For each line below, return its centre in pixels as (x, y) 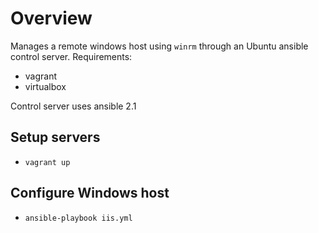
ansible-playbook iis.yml (78, 218)
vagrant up (47, 162)
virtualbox (45, 86)
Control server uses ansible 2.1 (73, 106)
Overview (51, 18)
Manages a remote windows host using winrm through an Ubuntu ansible (159, 46)
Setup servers (55, 137)
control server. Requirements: (71, 56)
